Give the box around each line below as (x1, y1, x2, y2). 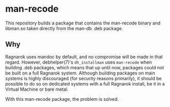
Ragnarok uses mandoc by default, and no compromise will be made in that (5, 53, 163, 60)
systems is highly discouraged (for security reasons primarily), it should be (5, 75, 162, 82)
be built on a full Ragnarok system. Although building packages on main (5, 70, 156, 76)
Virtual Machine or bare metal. (5, 86, 69, 92)
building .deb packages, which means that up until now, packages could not (5, 64, 164, 70)
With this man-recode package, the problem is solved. (5, 96, 119, 102)
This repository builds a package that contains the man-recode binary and (5, 20, 161, 26)
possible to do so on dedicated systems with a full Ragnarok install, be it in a (5, 81, 165, 87)
